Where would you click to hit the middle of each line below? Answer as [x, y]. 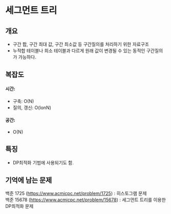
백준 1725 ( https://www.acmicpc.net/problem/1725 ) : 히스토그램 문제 [76, 194]
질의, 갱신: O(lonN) [32, 108]
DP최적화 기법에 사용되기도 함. [43, 162]
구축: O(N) [23, 101]
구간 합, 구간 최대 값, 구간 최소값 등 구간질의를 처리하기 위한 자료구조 [81, 44]
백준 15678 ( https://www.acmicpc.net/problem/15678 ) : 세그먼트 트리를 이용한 [86, 200]
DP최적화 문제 [19, 206]
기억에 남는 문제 [29, 180]
